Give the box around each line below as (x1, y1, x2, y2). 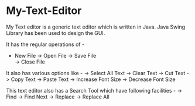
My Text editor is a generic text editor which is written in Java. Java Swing (6, 23, 186, 30)
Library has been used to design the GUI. (6, 29, 105, 36)
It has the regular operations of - (6, 41, 85, 48)
